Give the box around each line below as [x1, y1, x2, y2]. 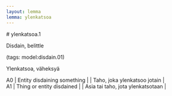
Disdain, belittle [6, 42, 44, 49]
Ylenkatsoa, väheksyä [6, 65, 60, 72]
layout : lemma [6, 8, 42, 15]
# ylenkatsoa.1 [6, 30, 41, 37]
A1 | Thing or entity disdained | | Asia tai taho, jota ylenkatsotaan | [6, 82, 167, 89]
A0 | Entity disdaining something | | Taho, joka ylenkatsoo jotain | [6, 76, 165, 84]
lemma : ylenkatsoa [6, 14, 52, 20]
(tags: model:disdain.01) [6, 53, 65, 60]
